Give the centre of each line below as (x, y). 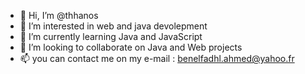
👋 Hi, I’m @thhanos (59, 15)
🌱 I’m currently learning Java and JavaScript (111, 36)
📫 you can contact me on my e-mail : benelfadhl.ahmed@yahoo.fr (157, 58)
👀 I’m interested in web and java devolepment (113, 26)
